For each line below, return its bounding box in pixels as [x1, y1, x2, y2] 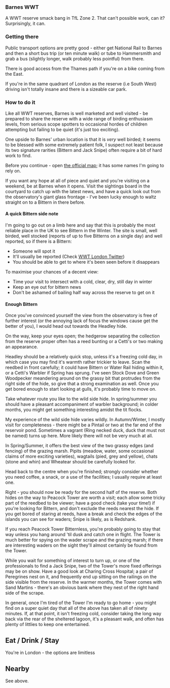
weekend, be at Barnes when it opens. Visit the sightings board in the [5, 183, 151, 189]
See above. [5, 677, 29, 684]
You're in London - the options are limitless [5, 649, 95, 656]
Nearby [5, 664, 29, 673]
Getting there [5, 33, 39, 40]
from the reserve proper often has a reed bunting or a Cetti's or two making [5, 338, 163, 345]
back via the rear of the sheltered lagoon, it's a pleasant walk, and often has [5, 616, 164, 622]
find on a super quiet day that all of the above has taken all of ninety [5, 605, 148, 611]
